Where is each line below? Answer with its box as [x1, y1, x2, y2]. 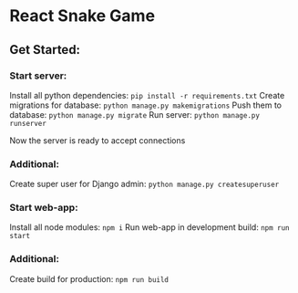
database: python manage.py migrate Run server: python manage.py [9, 109, 260, 120]
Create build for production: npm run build [9, 273, 170, 284]
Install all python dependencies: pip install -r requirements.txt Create [9, 89, 285, 100]
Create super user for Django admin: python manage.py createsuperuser [9, 179, 280, 190]
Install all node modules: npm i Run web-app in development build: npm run [9, 222, 290, 233]
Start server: [9, 69, 67, 82]
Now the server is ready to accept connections [9, 134, 186, 146]
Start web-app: [9, 202, 79, 215]
